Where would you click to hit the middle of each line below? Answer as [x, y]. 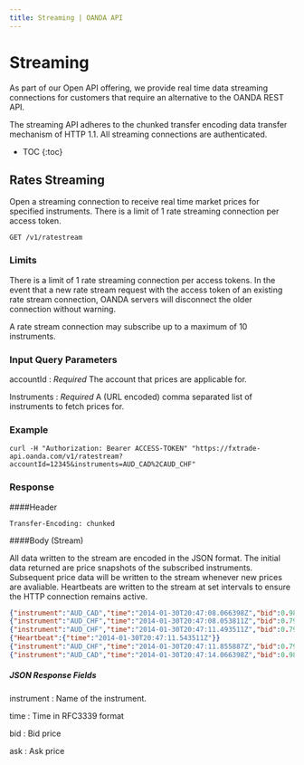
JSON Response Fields [53, 675]
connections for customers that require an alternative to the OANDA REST [147, 97]
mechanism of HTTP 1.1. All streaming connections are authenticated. [138, 134]
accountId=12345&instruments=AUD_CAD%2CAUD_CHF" [103, 464]
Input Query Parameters [63, 359]
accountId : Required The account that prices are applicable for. [128, 379]
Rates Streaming [57, 180]
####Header [33, 507]
